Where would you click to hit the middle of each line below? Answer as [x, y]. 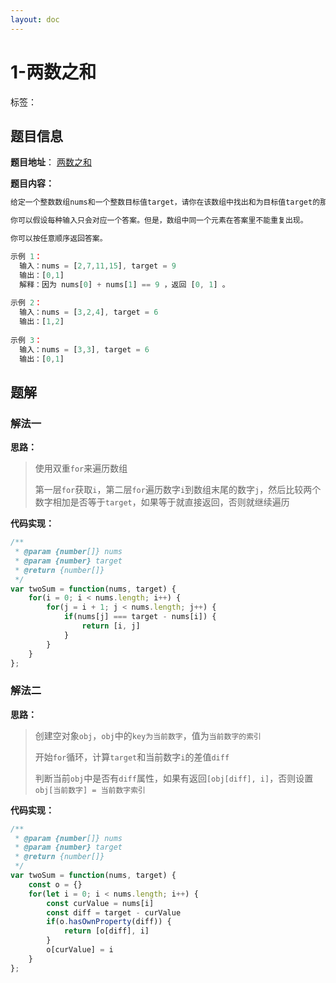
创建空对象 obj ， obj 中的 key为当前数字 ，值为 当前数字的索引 [148, 735]
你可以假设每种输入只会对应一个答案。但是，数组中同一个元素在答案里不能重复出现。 [159, 221]
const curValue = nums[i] [100, 903]
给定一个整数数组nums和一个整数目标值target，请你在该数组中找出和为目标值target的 [165, 202]
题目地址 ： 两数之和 [51, 162]
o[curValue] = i [80, 950]
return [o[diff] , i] [106, 931]
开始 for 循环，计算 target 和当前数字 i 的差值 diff [132, 757]
